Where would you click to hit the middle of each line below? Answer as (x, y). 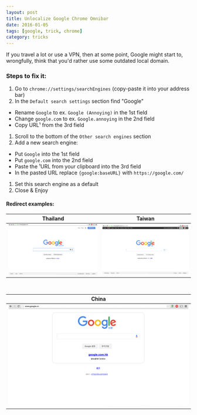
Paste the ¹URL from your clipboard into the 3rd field (78, 167)
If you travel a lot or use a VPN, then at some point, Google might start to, (95, 55)
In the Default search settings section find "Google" (79, 101)
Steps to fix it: (26, 76)
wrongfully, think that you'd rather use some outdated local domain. (88, 61)
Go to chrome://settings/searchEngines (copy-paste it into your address (102, 89)
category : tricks (27, 37)
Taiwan (145, 219)
